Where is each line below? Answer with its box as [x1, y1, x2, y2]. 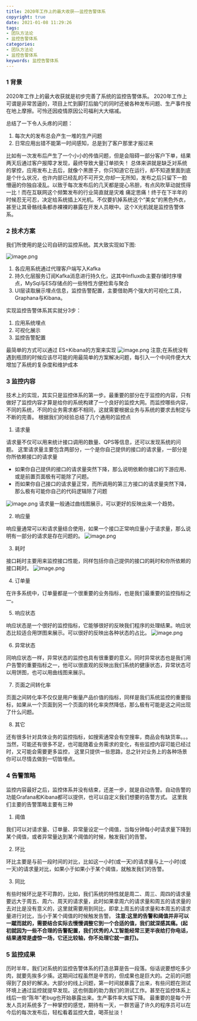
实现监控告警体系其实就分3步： [6, 307, 81, 314]
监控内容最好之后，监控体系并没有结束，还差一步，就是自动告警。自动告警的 [6, 786, 191, 793]
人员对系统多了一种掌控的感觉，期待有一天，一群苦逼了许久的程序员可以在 [11, 1001, 191, 1008]
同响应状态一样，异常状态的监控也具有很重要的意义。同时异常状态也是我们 [6, 654, 186, 661]
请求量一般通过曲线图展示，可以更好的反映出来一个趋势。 [39, 500, 178, 508]
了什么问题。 [6, 708, 37, 716]
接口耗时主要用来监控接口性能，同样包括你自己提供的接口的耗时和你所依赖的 [6, 557, 191, 564]
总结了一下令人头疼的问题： [6, 120, 73, 127]
